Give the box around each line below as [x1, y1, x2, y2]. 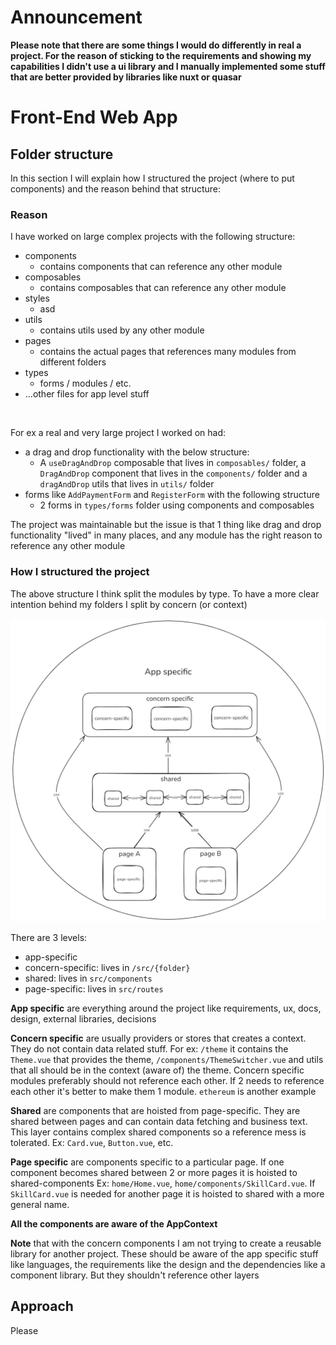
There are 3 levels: [10, 931, 88, 943]
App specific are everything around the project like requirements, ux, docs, [10, 1002, 322, 1014]
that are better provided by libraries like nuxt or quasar [10, 71, 242, 83]
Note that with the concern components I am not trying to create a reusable [10, 1237, 322, 1249]
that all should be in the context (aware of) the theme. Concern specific [10, 1064, 305, 1076]
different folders [39, 356, 107, 368]
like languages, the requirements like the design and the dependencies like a [10, 1258, 326, 1270]
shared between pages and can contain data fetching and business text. [10, 1115, 308, 1127]
